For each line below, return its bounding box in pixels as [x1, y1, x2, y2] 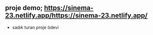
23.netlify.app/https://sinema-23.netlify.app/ [5, 12, 148, 20]
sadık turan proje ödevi [12, 24, 59, 30]
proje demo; [5, 4, 43, 12]
